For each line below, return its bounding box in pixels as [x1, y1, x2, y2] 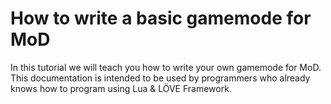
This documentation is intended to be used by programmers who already [10, 72, 311, 84]
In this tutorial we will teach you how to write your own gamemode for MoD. [10, 61, 322, 73]
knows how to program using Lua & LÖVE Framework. [10, 82, 232, 94]
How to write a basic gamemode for [10, 7, 312, 30]
